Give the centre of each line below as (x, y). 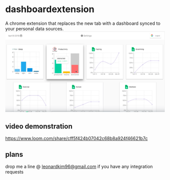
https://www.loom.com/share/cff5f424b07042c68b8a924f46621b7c (77, 139)
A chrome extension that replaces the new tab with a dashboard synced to (83, 23)
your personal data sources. (35, 28)
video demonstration (39, 126)
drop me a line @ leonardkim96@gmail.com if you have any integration (79, 166)
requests (14, 172)
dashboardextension (50, 9)
